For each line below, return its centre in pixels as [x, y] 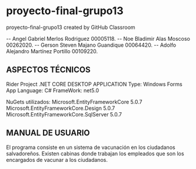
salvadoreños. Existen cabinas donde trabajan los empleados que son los [95, 153]
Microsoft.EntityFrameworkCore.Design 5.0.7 [61, 108]
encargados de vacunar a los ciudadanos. [57, 160]
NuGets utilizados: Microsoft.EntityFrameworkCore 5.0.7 [74, 102]
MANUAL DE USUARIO [48, 133]
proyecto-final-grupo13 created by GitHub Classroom [71, 27]
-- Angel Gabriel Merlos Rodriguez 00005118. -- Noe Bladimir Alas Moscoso [98, 38]
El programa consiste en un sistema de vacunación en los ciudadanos [91, 147]
